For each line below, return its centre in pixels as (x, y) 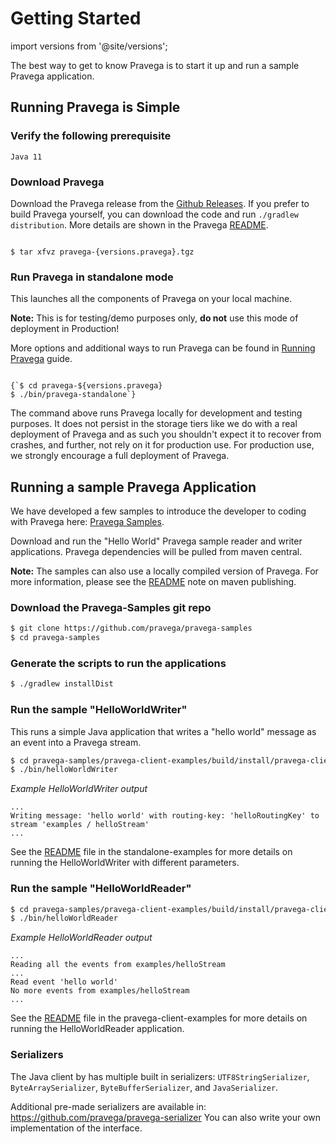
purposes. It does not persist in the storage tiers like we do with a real (154, 424)
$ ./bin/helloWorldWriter (64, 770)
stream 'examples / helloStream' (80, 825)
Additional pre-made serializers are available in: (108, 1106)
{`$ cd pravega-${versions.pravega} (86, 386)
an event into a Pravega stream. (76, 742)
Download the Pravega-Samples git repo (111, 607)
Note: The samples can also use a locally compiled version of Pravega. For (164, 571)
